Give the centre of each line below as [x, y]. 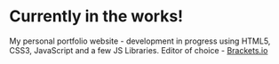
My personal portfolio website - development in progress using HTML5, [140, 41]
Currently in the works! [96, 16]
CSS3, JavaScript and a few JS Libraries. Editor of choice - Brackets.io [139, 50]
